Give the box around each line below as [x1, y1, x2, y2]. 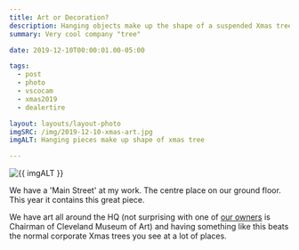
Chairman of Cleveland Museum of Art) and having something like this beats [9, 222, 289, 232]
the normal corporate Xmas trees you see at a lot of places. [9, 230, 227, 241]
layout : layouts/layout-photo [9, 119, 122, 128]
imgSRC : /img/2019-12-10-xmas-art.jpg [9, 127, 153, 136]
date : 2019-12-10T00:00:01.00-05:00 [9, 45, 145, 54]
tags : [9, 61, 29, 71]
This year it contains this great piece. [9, 195, 145, 206]
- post [17, 70, 42, 79]
